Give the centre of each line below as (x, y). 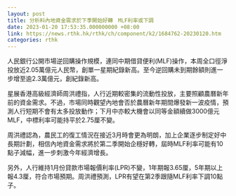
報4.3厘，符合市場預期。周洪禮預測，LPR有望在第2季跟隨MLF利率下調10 (112, 176)
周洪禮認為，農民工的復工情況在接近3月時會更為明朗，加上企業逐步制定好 (114, 135)
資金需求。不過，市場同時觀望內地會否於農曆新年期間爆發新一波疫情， (121, 102)
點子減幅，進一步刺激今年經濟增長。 (60, 153)
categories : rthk (33, 40)
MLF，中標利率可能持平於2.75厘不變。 (63, 120)
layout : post (26, 14)
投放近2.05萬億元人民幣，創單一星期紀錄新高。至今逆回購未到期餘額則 (109, 70)
